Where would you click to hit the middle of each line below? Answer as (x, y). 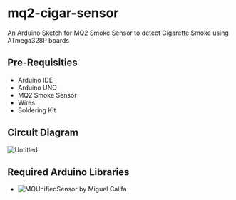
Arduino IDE (35, 80)
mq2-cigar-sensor (63, 13)
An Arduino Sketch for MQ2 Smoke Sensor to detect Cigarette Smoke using (118, 33)
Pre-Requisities (43, 63)
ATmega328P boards (39, 40)
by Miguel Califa (103, 189)
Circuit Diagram (43, 133)
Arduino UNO (37, 88)
